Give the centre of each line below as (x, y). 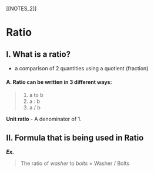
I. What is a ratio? (38, 54)
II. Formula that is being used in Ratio (75, 137)
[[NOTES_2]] (21, 9)
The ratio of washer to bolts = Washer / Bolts (75, 163)
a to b (36, 95)
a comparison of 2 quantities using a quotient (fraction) (81, 68)
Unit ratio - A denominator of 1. (44, 119)
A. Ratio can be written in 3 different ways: (59, 82)
